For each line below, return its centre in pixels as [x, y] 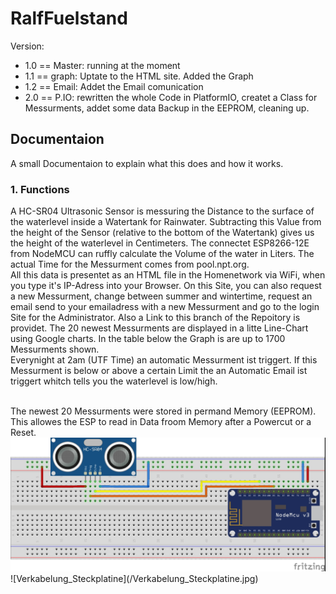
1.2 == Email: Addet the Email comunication [114, 86]
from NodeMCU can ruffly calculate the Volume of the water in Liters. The [162, 254]
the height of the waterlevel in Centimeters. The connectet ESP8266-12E [160, 243]
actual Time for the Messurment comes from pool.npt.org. [130, 264]
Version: [27, 46]
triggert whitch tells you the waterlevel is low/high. [114, 381]
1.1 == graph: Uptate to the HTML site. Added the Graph [139, 76]
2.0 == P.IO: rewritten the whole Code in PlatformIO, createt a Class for [171, 97]
